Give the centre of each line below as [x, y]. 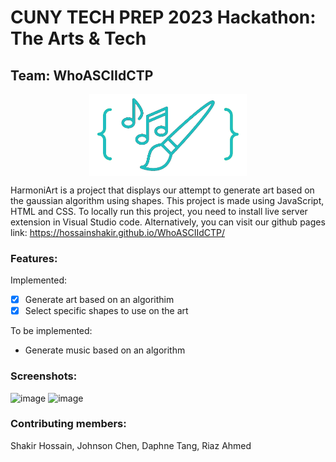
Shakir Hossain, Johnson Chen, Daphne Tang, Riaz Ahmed [131, 445]
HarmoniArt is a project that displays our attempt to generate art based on [162, 190]
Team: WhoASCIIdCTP [82, 75]
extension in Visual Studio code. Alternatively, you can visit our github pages [168, 222]
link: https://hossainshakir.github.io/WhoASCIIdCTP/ [118, 232]
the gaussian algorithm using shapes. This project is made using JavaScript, [167, 200]
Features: [34, 258]
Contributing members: [68, 424]
